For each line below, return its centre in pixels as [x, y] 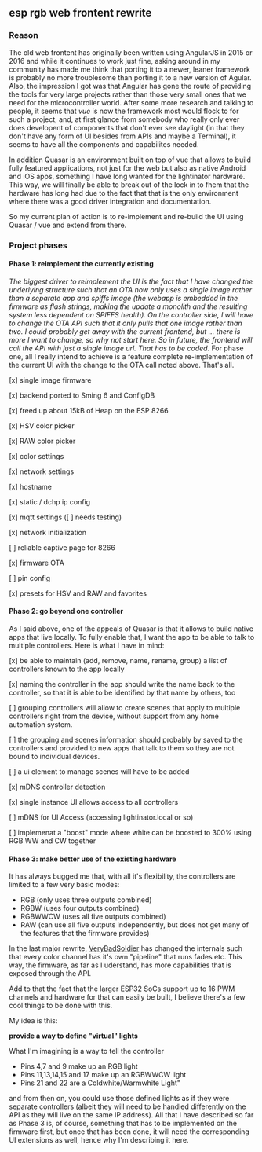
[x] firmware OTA [37, 563]
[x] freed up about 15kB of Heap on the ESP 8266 [89, 410]
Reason [24, 35]
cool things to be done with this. [61, 1006]
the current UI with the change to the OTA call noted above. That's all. [122, 365]
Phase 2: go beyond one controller [66, 611]
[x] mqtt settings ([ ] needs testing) [65, 517]
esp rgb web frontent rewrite [80, 13]
